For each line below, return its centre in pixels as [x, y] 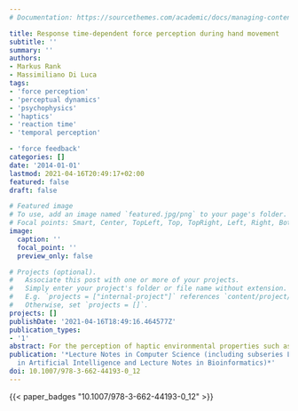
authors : [25, 59]
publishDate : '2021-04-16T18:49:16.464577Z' [93, 321]
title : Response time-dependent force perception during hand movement [144, 33]
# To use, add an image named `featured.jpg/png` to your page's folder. [149, 214]
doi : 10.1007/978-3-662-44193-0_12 [75, 371]
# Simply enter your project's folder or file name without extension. [149, 289]
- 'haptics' [31, 117]
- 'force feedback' [45, 149]
